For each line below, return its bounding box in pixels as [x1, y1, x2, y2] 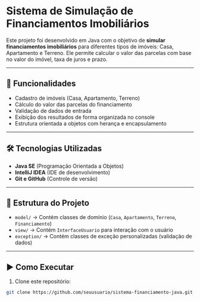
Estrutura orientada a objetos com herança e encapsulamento [14, 119, 167, 127]
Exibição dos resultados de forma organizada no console [14, 113, 155, 121]
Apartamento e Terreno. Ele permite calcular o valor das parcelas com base [6, 49, 192, 56]
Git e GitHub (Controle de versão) [14, 175, 98, 182]
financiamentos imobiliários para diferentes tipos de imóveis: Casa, [6, 43, 174, 50]
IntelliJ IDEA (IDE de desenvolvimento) [14, 168, 111, 176]
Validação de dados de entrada [14, 107, 92, 114]
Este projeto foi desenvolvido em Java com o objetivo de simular [6, 36, 165, 44]
